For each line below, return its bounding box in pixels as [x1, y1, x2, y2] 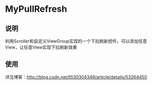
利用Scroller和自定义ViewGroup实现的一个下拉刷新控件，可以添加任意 [5, 38, 147, 44]
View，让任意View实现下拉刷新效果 [5, 44, 77, 50]
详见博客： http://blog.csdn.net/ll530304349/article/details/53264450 [5, 74, 147, 80]
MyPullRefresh [5, 3, 68, 15]
